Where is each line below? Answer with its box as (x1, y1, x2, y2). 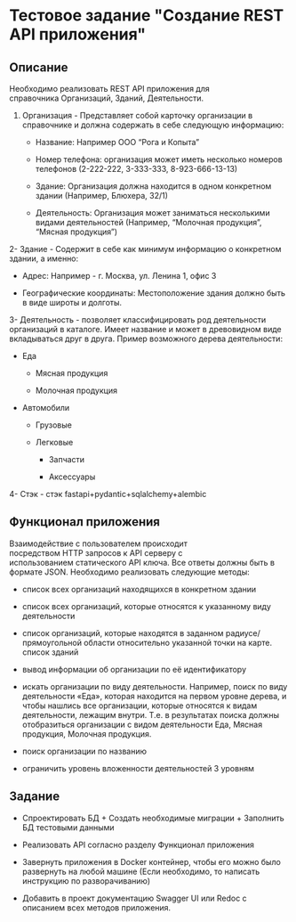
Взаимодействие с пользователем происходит (9, 538, 188, 549)
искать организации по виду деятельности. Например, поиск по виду (21, 681, 288, 691)
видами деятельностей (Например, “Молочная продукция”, (35, 217, 262, 227)
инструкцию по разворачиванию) (21, 875, 151, 886)
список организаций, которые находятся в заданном (21, 627, 224, 638)
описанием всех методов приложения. (21, 902, 172, 913)
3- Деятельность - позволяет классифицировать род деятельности (9, 314, 267, 325)
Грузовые (35, 420, 73, 430)
